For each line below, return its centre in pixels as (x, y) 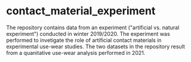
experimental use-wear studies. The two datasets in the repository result (95, 46)
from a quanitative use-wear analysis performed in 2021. (76, 52)
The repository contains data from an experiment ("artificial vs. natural (93, 27)
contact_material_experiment (81, 11)
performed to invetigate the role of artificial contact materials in (84, 40)
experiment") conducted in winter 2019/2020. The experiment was (88, 33)
